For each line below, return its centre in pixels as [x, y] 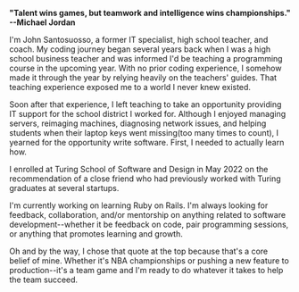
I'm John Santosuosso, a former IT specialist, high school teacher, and [139, 40]
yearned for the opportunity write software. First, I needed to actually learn [147, 142]
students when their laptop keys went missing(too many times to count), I [144, 133]
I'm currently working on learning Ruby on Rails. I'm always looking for [139, 205]
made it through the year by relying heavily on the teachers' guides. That [143, 78]
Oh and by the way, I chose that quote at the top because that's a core [139, 251]
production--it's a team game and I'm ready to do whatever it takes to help [146, 270]
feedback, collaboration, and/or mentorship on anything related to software [148, 215]
